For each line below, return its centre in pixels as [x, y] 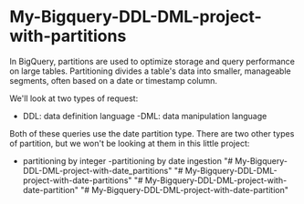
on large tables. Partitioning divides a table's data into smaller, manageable [150, 71]
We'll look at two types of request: [74, 98]
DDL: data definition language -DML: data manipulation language [145, 116]
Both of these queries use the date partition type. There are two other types [152, 133]
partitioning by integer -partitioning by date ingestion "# [128, 160]
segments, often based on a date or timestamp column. [113, 80]
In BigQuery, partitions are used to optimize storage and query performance [152, 61]
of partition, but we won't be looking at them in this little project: [130, 143]
